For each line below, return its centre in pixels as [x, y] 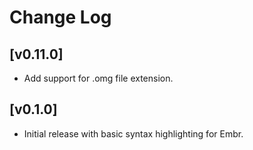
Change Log [60, 17]
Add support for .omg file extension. [98, 78]
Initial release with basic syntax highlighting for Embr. [133, 133]
